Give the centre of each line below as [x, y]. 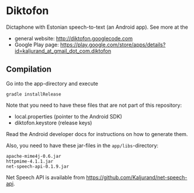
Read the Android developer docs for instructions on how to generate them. [97, 134]
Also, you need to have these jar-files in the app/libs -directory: [82, 145]
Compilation [29, 70]
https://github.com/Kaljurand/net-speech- [137, 177]
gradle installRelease [34, 94]
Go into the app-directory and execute [52, 83]
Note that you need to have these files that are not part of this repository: [94, 105]
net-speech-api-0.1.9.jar [37, 166]
